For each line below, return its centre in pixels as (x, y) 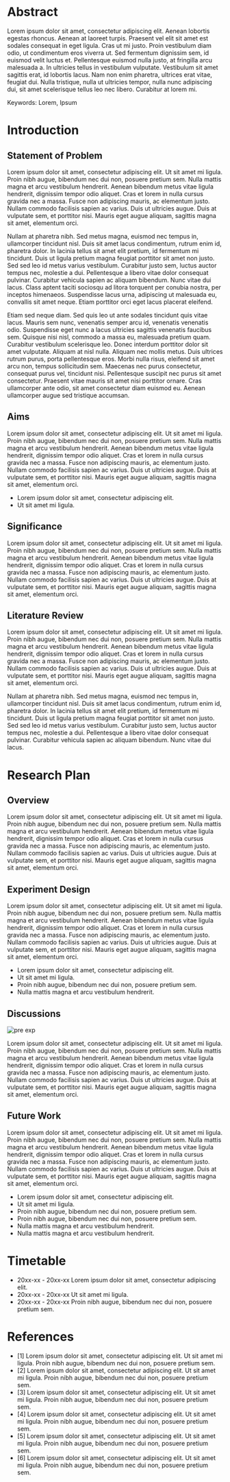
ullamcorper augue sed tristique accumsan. (68, 395)
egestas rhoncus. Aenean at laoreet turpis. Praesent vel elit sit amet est (108, 38)
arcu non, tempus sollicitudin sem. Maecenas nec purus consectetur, (104, 366)
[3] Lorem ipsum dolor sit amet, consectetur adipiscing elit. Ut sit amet (116, 1392)
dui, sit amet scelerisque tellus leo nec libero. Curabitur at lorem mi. (102, 89)
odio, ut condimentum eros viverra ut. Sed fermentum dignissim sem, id (108, 53)
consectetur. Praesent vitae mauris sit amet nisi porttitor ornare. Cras (104, 381)
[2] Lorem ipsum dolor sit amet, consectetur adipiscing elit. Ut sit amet (116, 1370)
